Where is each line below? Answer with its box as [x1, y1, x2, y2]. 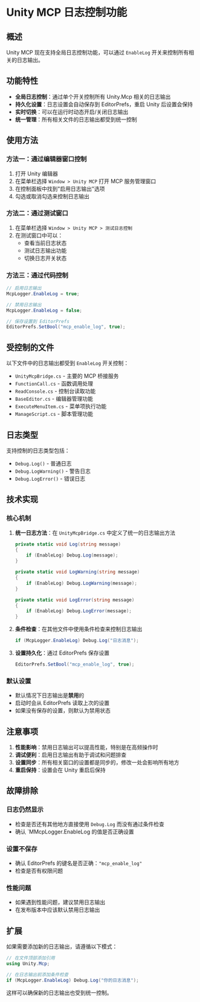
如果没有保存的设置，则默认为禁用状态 [15, 707, 111, 714]
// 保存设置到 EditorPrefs [6, 318, 69, 324]
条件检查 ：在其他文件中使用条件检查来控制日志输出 [15, 626, 143, 633]
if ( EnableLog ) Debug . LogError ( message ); [26, 608, 132, 614]
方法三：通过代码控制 [6, 271, 68, 279]
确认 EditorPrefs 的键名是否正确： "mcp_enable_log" [15, 860, 143, 867]
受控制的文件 [6, 342, 54, 352]
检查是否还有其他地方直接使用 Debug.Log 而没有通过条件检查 [15, 820, 165, 827]
